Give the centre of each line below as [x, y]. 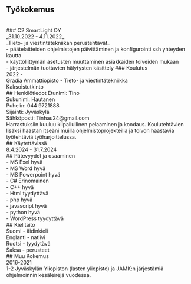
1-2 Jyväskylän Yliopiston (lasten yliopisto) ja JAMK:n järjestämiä [85, 269]
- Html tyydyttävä [27, 193]
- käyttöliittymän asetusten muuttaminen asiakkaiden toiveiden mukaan [93, 61]
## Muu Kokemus [27, 256]
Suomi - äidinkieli [27, 231]
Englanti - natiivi [26, 237]
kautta [14, 55]
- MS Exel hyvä [24, 162]
